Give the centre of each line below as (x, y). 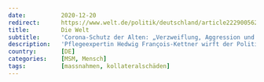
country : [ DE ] (42, 52)
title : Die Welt (49, 30)
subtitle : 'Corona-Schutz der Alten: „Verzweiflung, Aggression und (132, 37)
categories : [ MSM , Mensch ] (58, 59)
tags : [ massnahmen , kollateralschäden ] (89, 66)
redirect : (24, 23)
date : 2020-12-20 (52, 15)
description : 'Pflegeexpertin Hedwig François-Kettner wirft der (121, 45)
